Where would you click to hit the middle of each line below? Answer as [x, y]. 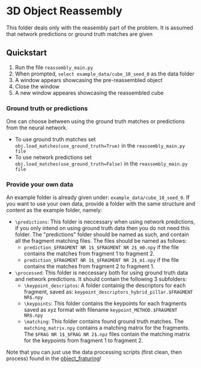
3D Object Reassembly [64, 11]
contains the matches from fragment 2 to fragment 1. [89, 266]
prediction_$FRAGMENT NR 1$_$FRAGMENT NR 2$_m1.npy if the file [101, 260]
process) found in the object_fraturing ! [54, 358]
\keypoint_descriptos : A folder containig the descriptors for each [105, 285]
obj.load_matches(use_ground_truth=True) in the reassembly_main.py [100, 146]
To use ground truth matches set [55, 140]
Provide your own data [40, 184]
